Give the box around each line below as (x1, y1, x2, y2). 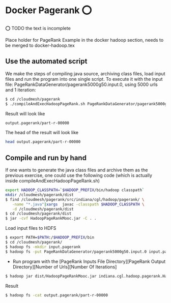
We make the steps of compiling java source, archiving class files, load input (5, 70, 165, 77)
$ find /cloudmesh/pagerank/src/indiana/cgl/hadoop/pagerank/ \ (5, 197, 145, 202)
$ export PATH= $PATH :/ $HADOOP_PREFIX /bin (5, 235, 95, 240)
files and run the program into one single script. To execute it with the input (5, 76, 163, 82)
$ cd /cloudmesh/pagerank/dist (5, 211, 72, 217)
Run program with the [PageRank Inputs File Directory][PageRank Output (12, 258, 166, 264)
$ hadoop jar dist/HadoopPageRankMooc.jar (5, 274, 97, 279)
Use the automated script (5, 57, 88, 66)
